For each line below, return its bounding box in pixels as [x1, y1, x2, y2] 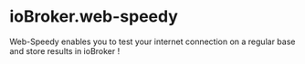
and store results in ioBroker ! [9, 45, 121, 56]
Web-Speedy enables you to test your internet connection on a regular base [9, 36, 296, 47]
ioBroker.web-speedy [9, 6, 178, 27]
